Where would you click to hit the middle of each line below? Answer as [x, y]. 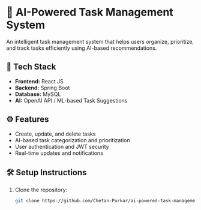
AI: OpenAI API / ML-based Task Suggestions [71, 100]
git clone [27, 201]
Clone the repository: [41, 190]
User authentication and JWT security [62, 146]
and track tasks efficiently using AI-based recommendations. [82, 48]
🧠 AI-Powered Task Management [90, 12]
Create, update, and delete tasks [55, 134]
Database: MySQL [38, 94]
